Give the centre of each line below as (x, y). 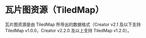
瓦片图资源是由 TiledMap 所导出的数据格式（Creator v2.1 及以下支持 (73, 24)
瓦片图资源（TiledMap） (55, 10)
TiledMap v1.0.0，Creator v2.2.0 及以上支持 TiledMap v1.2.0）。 (68, 30)
